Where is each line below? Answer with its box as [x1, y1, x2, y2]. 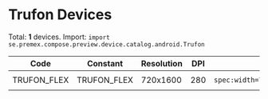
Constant [86, 57, 124, 69]
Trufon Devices [8, 6, 112, 24]
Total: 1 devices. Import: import [8, 32, 110, 42]
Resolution [140, 57, 183, 69]
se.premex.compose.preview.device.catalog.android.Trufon [8, 40, 205, 49]
